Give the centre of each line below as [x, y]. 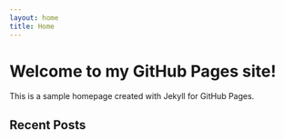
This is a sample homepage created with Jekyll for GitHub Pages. [132, 96]
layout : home [34, 18]
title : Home [32, 26]
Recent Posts [48, 125]
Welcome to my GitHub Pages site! [143, 71]
